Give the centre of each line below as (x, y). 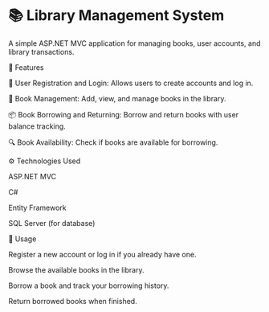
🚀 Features (26, 67)
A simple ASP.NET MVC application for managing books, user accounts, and (134, 43)
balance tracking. (37, 126)
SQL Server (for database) (52, 223)
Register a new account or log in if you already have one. (102, 254)
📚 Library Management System (116, 16)
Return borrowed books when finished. (73, 301)
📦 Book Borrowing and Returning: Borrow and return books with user (124, 114)
